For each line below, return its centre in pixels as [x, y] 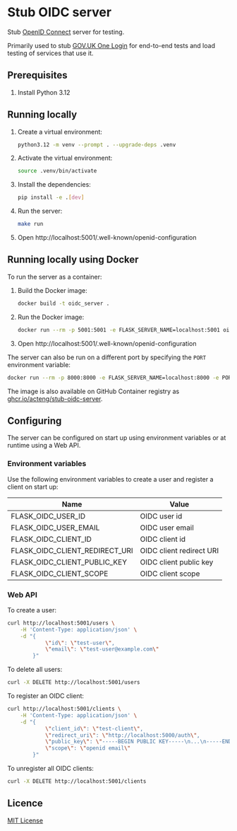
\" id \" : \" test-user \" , [80, 643]
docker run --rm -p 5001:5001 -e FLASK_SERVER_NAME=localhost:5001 [119, 330]
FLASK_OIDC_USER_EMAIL [55, 528]
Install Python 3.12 [44, 92]
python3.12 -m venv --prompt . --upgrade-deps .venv [97, 145]
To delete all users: [35, 670]
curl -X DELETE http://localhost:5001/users [74, 682]
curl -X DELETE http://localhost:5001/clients [77, 781]
